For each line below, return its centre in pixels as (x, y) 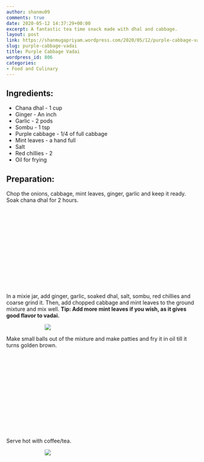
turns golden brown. (32, 345)
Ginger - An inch (36, 115)
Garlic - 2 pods (34, 121)
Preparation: (30, 179)
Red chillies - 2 (34, 154)
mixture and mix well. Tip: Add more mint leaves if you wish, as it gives (97, 309)
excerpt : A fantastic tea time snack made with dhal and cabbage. (92, 29)
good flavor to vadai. (33, 315)
